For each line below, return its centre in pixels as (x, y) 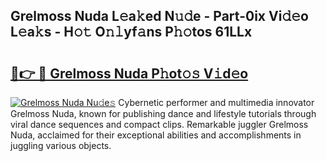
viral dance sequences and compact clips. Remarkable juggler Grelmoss (159, 124)
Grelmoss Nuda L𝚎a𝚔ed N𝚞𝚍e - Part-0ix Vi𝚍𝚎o (159, 16)
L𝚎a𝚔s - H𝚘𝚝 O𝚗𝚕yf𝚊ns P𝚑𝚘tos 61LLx (131, 32)
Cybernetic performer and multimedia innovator (216, 102)
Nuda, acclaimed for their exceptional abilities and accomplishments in (156, 135)
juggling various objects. (61, 145)
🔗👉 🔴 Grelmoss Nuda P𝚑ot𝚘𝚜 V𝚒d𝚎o (129, 73)
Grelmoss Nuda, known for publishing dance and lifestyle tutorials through (163, 113)
